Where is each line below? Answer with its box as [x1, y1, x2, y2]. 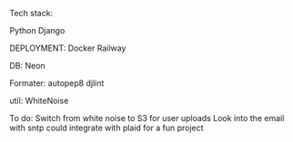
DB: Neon [9, 61, 45, 71]
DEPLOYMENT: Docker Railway [9, 43, 126, 53]
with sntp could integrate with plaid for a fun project [9, 122, 204, 133]
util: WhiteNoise [9, 95, 69, 106]
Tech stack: [9, 8, 53, 18]
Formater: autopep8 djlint [9, 78, 105, 89]
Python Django [9, 25, 66, 35]
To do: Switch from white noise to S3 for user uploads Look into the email [9, 113, 285, 123]
